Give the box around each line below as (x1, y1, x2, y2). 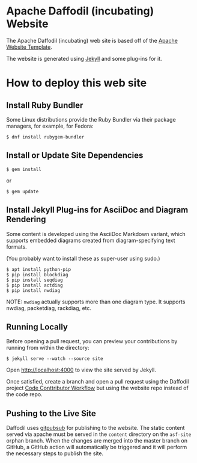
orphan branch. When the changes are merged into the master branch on (6, 437, 188, 444)
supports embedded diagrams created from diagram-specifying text (6, 237, 175, 244)
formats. (6, 243, 27, 250)
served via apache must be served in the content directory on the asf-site (6, 430, 192, 438)
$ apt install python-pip (6, 266, 71, 272)
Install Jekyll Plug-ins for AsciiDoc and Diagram (6, 205, 189, 215)
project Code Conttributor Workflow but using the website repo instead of (6, 384, 189, 392)
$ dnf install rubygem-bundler (6, 134, 85, 140)
